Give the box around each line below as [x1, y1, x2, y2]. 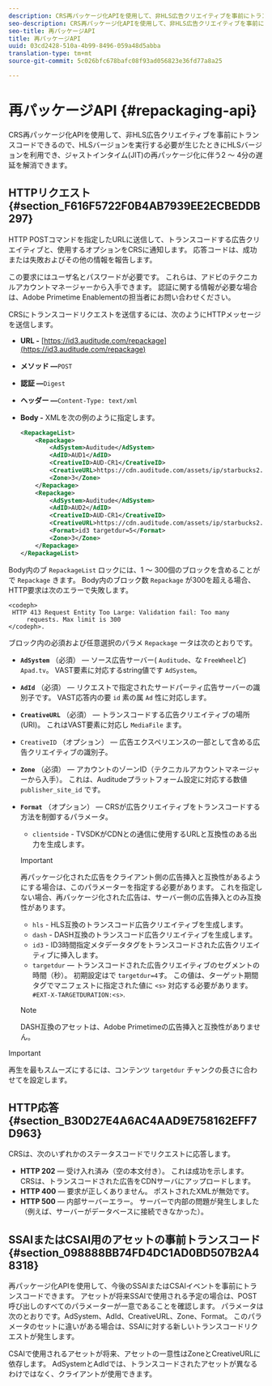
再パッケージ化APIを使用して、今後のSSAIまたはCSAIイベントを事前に [8, 1281, 243, 1291]
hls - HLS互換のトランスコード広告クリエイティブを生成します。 [32, 920, 248, 929]
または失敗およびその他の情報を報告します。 [8, 254, 157, 264]
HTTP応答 [8, 1100, 59, 1114]
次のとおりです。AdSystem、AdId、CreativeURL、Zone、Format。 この [8, 1312, 249, 1321]
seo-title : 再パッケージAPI [8, 27, 96, 35]
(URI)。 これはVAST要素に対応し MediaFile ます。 [19, 720, 186, 729]
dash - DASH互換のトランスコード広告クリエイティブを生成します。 [32, 929, 257, 939]
